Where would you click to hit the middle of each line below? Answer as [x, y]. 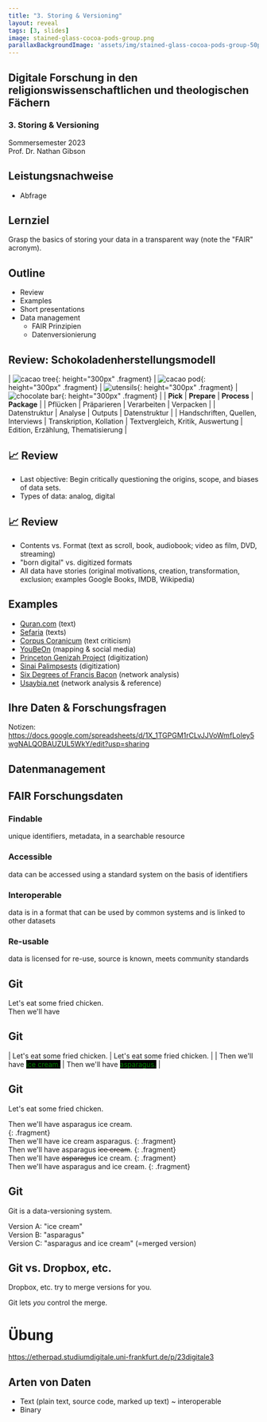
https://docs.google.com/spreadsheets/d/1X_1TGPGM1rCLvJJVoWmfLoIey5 [131, 735]
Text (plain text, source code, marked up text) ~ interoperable [120, 1401]
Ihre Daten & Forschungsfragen [87, 708]
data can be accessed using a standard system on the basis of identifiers [128, 874]
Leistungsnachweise [61, 176]
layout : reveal [33, 23]
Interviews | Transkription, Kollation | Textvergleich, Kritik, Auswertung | [126, 421]
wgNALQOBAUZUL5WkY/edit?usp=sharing [79, 744]
